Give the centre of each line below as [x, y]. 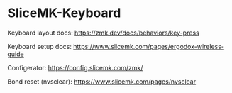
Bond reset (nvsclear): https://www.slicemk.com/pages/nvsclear [102, 81]
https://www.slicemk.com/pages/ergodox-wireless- [149, 46]
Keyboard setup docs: [40, 46]
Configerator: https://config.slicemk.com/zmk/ [75, 67]
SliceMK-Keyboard [64, 13]
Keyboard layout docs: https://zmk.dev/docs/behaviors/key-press [104, 33]
